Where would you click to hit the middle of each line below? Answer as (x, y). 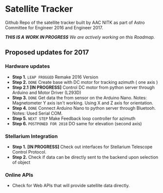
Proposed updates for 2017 (47, 52)
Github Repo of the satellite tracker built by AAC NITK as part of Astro (75, 22)
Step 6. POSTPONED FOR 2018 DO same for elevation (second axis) (77, 123)
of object (21, 162)
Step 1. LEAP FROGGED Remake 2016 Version (55, 77)
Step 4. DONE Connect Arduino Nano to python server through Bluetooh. (84, 108)
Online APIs (19, 175)
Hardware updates (28, 66)
